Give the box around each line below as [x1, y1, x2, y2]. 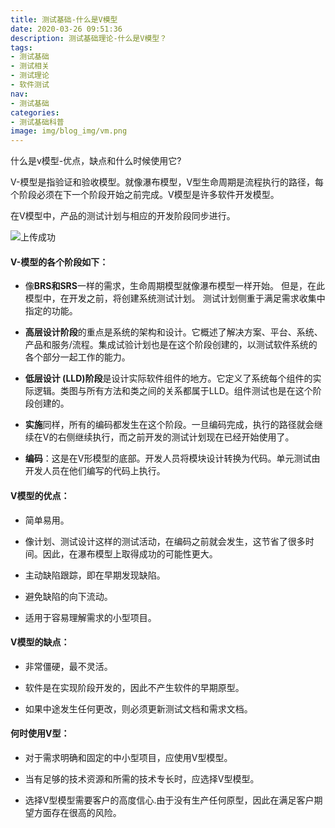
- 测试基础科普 [10, 117, 65, 127]
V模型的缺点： [10, 636, 70, 648]
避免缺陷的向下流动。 [24, 590, 113, 602]
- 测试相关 [10, 61, 50, 71]
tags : [10, 42, 33, 53]
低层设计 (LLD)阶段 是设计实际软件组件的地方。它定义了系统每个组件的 [24, 372, 313, 385]
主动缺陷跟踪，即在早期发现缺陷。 [24, 569, 166, 581]
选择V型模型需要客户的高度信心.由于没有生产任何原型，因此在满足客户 [24, 794, 315, 806]
